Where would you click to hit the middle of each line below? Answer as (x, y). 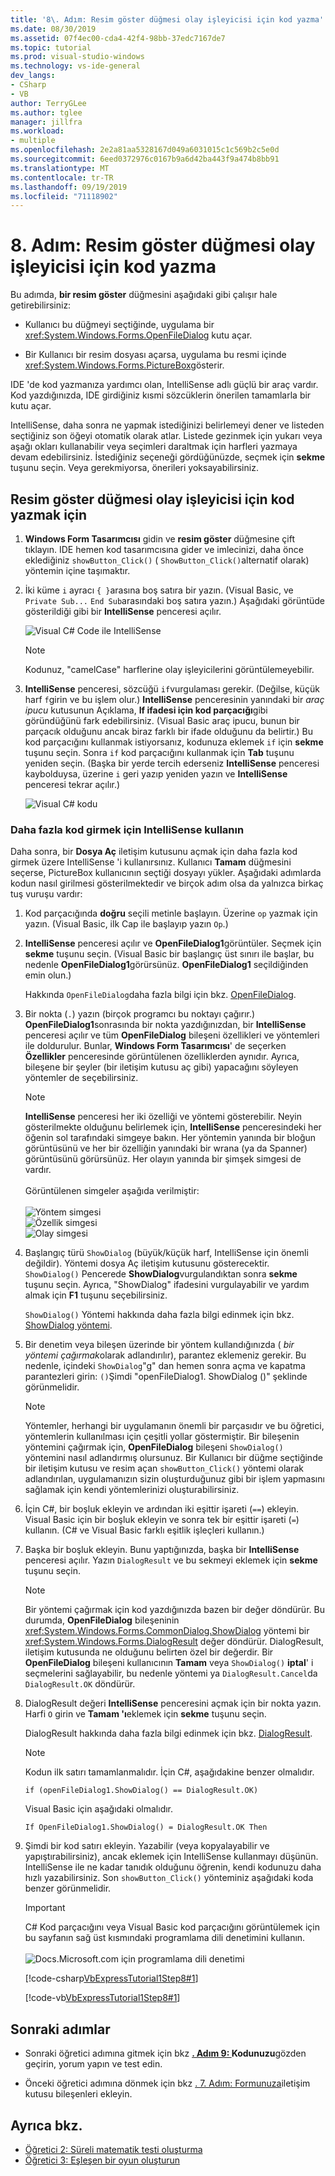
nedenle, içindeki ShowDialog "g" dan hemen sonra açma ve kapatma (165, 1366)
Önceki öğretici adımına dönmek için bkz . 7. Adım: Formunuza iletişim (167, 2083)
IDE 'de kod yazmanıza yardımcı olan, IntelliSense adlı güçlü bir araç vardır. (164, 385)
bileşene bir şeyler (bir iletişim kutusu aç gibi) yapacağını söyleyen (161, 1067)
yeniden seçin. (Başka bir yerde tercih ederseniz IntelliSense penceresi (172, 763)
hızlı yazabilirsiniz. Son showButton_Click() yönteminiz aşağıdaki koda (169, 1878)
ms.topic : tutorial (51, 47)
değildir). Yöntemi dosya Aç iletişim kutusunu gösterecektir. (147, 1263)
